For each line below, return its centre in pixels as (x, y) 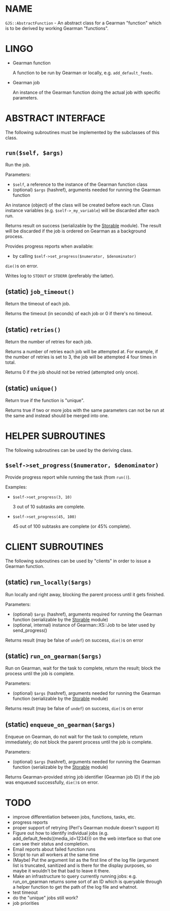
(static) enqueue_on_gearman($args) (60, 724)
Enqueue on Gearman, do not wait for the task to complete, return (74, 737)
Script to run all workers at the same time (56, 855)
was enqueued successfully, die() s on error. (52, 783)
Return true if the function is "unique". (45, 400)
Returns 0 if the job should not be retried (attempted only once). (72, 372)
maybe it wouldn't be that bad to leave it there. (61, 871)
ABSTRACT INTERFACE (55, 119)
